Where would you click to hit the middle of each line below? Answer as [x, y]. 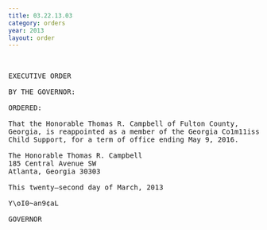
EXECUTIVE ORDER [40, 76]
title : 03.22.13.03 [41, 16]
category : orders [37, 23]
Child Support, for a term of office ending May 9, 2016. [124, 140]
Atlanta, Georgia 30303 [54, 172]
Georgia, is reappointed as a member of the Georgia [113, 132]
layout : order [32, 38]
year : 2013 [26, 30]
